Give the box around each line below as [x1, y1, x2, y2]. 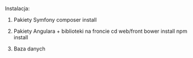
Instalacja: [5, 5, 30, 12]
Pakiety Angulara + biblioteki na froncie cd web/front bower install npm [13, 28, 188, 35]
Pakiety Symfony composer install [13, 16, 97, 23]
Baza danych [13, 45, 46, 52]
